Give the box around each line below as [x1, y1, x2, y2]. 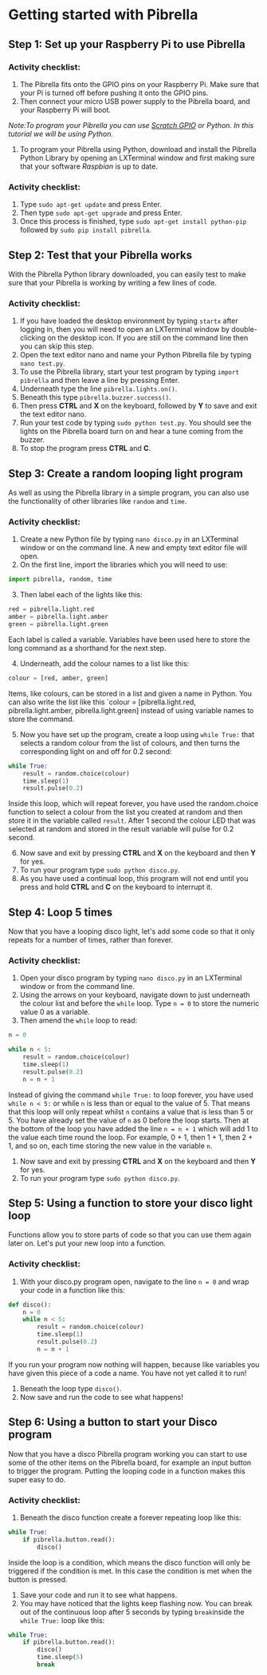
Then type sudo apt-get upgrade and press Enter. [19, 208, 183, 217]
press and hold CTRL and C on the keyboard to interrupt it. [19, 882, 213, 892]
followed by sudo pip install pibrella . [19, 225, 151, 235]
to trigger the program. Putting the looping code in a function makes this [8, 1466, 245, 1476]
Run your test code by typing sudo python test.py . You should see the [19, 418, 252, 428]
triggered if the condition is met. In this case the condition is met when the [8, 1565, 253, 1576]
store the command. [8, 714, 74, 724]
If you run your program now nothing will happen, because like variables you [8, 1359, 260, 1369]
